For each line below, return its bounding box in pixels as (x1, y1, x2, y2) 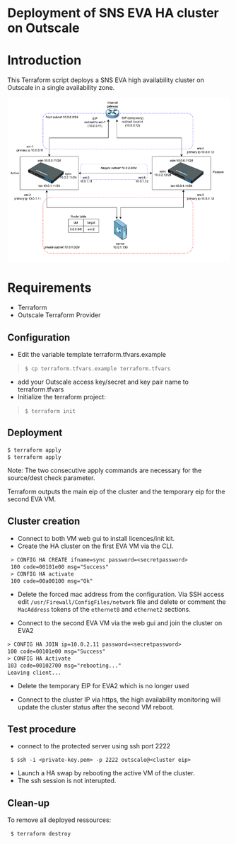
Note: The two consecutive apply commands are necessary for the (7, 466, 202, 474)
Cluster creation (7, 515, 81, 527)
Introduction (7, 52, 82, 69)
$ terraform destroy (10, 831, 71, 838)
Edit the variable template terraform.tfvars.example (17, 350, 166, 358)
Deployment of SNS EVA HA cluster (7, 5, 219, 21)
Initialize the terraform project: (17, 392, 106, 401)
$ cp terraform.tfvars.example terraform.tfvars (24, 365, 171, 372)
